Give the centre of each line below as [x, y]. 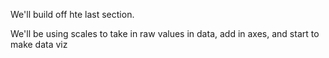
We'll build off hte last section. [72, 14]
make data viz [39, 44]
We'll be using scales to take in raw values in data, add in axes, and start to [165, 33]
